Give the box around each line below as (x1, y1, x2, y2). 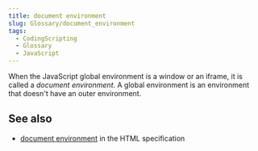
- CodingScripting (15, 34, 78, 43)
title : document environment (8, 11, 106, 20)
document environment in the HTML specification (19, 133, 185, 143)
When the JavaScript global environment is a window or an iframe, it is (8, 72, 243, 81)
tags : (8, 27, 27, 35)
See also (8, 112, 52, 126)
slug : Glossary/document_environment (8, 19, 135, 27)
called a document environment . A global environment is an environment (8, 80, 250, 90)
